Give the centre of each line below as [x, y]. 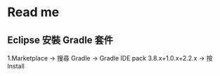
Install [16, 66]
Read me [33, 12]
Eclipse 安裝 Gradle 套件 [60, 40]
